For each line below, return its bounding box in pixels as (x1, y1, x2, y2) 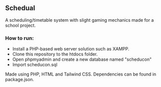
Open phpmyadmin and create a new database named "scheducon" (12, 56, 152, 62)
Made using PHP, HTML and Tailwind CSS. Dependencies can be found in (5, 71, 157, 77)
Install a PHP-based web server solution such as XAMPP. (12, 46, 130, 52)
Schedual (5, 4, 35, 12)
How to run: (5, 35, 34, 42)
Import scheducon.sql (12, 62, 58, 68)
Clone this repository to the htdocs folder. (12, 51, 98, 57)
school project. (5, 22, 36, 28)
